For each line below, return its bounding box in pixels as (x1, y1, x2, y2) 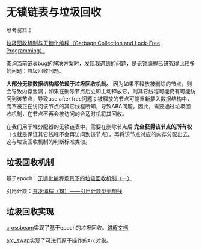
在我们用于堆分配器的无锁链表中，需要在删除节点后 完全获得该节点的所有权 (6, 123, 192, 130)
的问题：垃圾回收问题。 (6, 67, 64, 74)
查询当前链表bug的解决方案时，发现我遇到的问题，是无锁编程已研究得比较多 (6, 60, 195, 67)
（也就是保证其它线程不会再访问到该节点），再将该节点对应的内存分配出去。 (6, 130, 194, 137)
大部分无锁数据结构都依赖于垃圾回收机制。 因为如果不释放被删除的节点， (6, 80, 187, 87)
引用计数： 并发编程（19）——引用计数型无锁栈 (6, 187, 123, 195)
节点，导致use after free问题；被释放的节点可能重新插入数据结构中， (22, 95, 192, 102)
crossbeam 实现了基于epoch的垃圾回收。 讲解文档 (6, 223, 129, 231)
